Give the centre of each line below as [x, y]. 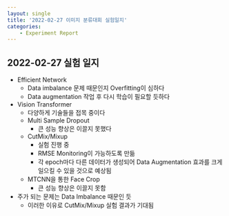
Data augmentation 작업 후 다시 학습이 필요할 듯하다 [99, 97]
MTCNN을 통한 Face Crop [63, 179]
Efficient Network [42, 80]
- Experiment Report [49, 33]
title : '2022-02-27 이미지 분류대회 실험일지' [67, 20]
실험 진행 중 [53, 145]
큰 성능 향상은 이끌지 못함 [72, 188]
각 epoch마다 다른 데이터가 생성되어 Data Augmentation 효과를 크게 [130, 162]
